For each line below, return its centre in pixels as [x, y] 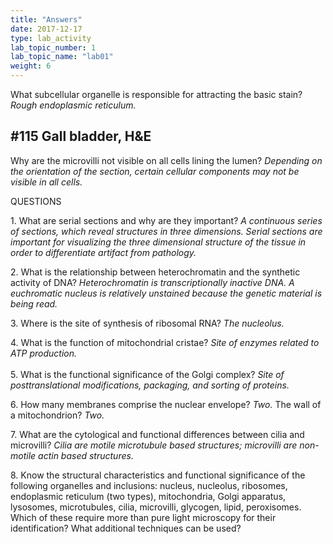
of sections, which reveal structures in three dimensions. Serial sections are [166, 231]
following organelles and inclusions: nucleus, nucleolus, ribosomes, [149, 485]
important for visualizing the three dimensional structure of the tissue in [158, 242]
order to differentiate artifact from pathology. [103, 252]
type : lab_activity [51, 38]
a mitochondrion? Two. [57, 415]
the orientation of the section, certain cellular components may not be [155, 171]
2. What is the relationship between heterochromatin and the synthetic [155, 272]
